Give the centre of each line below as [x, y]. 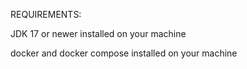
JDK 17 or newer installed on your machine [98, 33]
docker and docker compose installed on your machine [124, 53]
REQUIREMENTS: [46, 14]
